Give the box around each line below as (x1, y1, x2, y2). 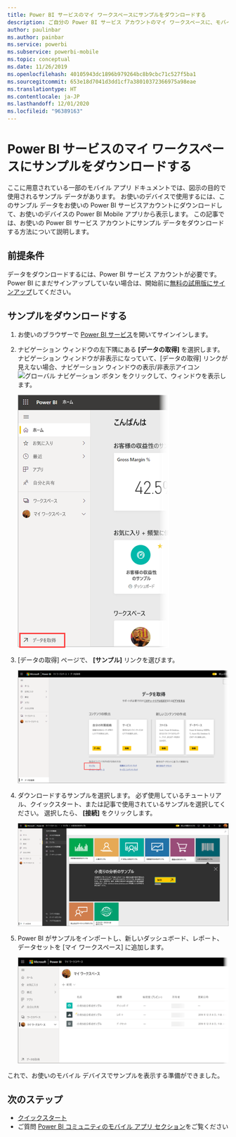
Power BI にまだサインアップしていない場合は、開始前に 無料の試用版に (7, 279, 214, 287)
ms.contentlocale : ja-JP (7, 93, 80, 100)
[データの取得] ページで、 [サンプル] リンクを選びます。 (17, 655, 179, 664)
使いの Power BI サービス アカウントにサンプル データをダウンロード (25, 218, 225, 227)
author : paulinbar (7, 26, 61, 33)
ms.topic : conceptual (7, 56, 71, 63)
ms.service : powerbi (7, 41, 68, 49)
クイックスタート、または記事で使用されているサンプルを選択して (29, 799, 220, 808)
